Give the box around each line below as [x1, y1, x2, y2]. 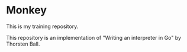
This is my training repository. [6, 23, 79, 30]
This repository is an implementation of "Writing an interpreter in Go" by [6, 34, 182, 41]
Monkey [6, 4, 47, 17]
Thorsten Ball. [6, 40, 40, 47]
